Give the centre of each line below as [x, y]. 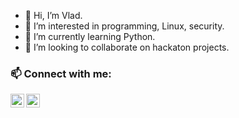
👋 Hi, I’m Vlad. [53, 15]
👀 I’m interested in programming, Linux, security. [124, 26]
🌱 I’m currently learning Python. [90, 36]
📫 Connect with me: [61, 73]
